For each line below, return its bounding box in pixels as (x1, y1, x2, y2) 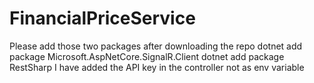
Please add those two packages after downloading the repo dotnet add (9, 40, 303, 52)
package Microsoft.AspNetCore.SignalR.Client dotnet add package (9, 50, 285, 62)
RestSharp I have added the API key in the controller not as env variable (9, 61, 305, 73)
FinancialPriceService (9, 7, 196, 30)
